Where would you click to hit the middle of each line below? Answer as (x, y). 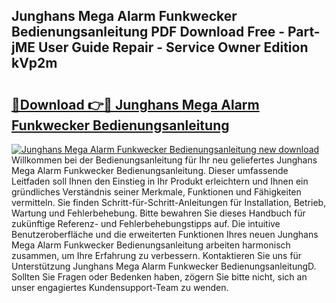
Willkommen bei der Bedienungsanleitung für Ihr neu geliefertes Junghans (164, 160)
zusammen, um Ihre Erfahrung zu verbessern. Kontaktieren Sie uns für (157, 255)
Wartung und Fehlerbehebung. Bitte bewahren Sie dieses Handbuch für (158, 213)
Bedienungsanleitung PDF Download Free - (148, 32)
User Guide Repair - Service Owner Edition (173, 47)
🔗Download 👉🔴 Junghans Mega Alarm (135, 104)
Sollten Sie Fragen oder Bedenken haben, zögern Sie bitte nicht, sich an (159, 277)
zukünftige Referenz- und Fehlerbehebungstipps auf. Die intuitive (146, 223)
